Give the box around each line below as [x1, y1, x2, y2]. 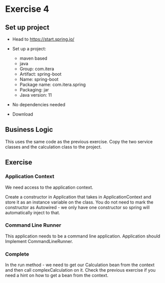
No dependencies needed [12, 102, 66, 107]
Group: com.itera [19, 66, 54, 72]
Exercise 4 [5, 3, 49, 15]
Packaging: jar [19, 87, 49, 92]
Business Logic [5, 125, 53, 134]
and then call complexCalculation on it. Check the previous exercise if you [5, 267, 156, 273]
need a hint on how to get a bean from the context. [5, 273, 109, 279]
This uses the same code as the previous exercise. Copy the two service [5, 138, 153, 144]
